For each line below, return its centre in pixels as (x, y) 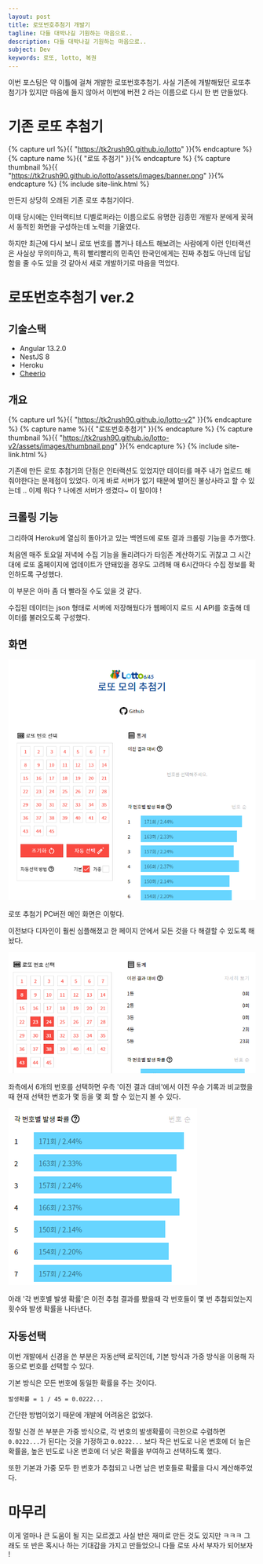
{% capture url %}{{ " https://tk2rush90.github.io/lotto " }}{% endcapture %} (130, 148)
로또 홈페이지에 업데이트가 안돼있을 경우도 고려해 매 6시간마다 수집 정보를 (135, 564)
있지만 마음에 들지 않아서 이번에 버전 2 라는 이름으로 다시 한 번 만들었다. (139, 92)
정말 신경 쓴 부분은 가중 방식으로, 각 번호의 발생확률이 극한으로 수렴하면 (117, 1432)
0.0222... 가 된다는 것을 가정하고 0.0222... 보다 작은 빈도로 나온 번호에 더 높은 (130, 1441)
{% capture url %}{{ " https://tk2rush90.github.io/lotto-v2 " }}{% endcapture (130, 419)
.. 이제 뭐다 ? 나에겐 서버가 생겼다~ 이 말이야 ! (92, 490)
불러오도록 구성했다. (59, 617)
